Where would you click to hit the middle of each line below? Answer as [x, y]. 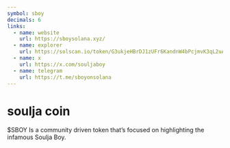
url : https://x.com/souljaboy [63, 64]
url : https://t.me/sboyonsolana [65, 77]
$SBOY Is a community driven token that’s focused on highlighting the [106, 130]
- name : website [36, 33]
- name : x [27, 58]
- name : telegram [38, 71]
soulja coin [39, 111]
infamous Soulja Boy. [37, 137]
